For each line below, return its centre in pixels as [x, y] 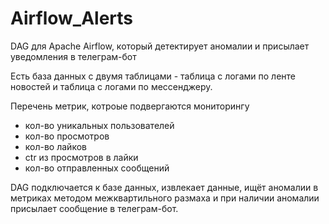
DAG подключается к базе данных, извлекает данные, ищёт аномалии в [164, 187]
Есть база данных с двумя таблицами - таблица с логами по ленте [153, 76]
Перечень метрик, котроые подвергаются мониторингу [130, 106]
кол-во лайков [55, 146]
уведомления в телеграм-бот [73, 56]
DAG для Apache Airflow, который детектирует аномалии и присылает [160, 46]
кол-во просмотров [67, 136]
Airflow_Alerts [72, 18]
